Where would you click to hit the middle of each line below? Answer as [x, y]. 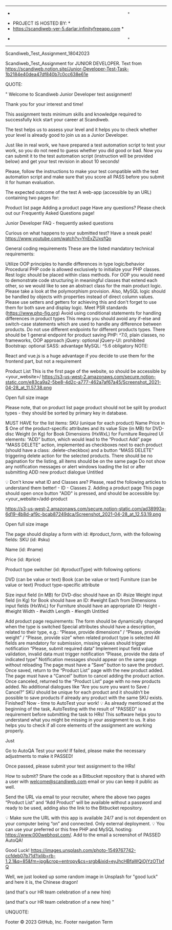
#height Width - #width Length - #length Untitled [57, 611]
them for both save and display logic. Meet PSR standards [67, 307]
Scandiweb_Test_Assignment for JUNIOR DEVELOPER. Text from [74, 63]
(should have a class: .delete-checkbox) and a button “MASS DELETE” [80, 450]
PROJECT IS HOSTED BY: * [41, 23]
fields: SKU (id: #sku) [28, 540]
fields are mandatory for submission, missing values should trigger [76, 643]
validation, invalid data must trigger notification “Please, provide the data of [85, 654]
